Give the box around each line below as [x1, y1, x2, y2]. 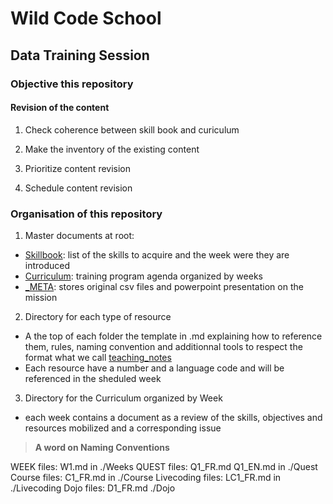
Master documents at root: [24, 230, 135, 241]
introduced [24, 260, 71, 271]
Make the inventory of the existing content [24, 143, 200, 155]
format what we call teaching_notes [24, 352, 172, 363]
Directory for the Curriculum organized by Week [24, 392, 223, 404]
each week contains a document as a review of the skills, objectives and [24, 412, 323, 423]
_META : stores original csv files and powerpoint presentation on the [24, 281, 304, 292]
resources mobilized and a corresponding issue [24, 422, 222, 434]
